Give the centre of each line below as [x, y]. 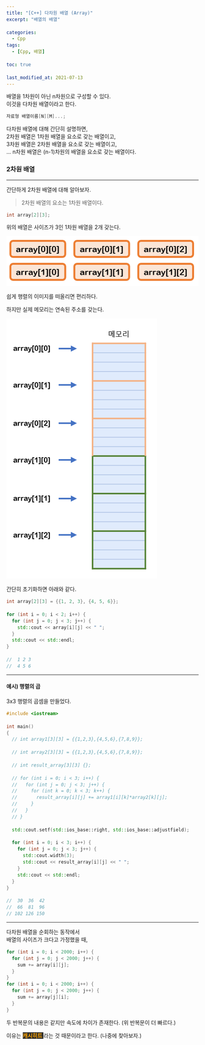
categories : [21, 32]
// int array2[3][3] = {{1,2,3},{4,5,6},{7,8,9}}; [77, 752]
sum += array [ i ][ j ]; [43, 965]
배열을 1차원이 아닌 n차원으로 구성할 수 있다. [59, 96]
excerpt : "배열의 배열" [33, 19]
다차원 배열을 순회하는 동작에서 [43, 932]
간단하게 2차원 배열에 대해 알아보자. [49, 189]
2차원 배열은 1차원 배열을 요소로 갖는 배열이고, [61, 137]
